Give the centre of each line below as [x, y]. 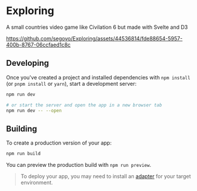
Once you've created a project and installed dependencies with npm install [98, 77]
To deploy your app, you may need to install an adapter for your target [106, 176]
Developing [27, 63]
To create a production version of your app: [59, 143]
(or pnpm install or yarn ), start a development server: [71, 83]
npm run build [24, 154]
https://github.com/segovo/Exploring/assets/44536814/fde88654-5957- [94, 38]
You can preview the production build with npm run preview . [79, 165]
